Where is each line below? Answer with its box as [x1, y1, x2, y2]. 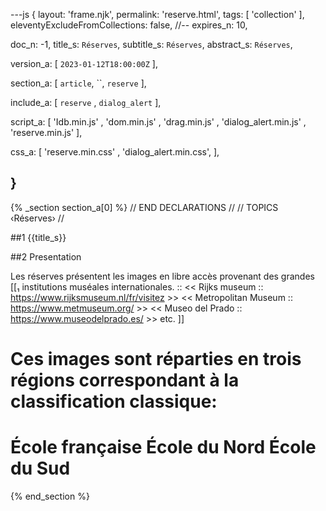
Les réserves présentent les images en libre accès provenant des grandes [10, 270, 315, 282]
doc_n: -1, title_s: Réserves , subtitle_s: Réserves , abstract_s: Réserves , [10, 39, 293, 50]
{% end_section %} [10, 490, 90, 502]
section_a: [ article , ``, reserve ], [10, 77, 147, 89]
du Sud [10, 457, 71, 480]
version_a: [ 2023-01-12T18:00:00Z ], [10, 58, 158, 69]
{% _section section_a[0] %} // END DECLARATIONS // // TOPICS [10, 201, 279, 213]
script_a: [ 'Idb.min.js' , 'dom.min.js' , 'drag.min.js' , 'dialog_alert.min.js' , [10, 116, 307, 128]
